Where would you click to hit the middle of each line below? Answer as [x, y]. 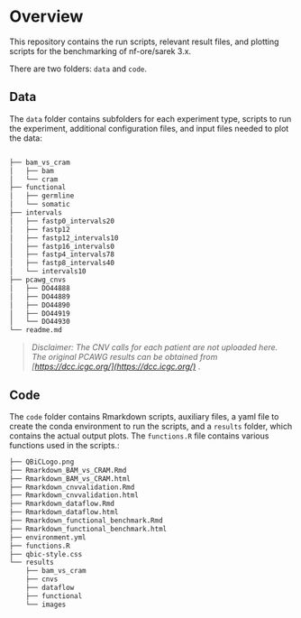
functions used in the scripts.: [64, 445]
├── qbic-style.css [46, 554]
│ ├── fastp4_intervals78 [62, 254]
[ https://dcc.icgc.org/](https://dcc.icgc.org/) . [116, 366]
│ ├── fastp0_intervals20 [62, 221]
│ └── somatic [40, 205]
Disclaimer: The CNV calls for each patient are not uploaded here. [155, 347]
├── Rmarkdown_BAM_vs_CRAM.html [70, 479]
